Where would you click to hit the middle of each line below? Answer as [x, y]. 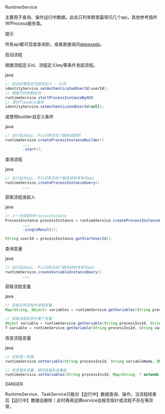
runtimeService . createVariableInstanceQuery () [54, 272]
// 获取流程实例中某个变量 [29, 319]
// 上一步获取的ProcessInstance [36, 216]
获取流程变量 [18, 286]
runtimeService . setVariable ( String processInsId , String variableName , [80, 361]
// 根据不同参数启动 [23, 93]
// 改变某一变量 [19, 357]
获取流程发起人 [20, 197]
